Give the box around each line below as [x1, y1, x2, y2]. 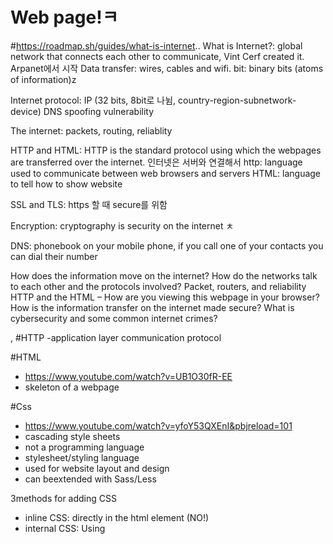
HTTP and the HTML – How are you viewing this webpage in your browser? [10, 291, 320, 303]
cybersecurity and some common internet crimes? [10, 312, 218, 324]
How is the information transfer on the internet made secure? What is [10, 301, 295, 313]
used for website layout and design [24, 462, 170, 474]
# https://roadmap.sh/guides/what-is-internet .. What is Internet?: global [10, 39, 303, 52]
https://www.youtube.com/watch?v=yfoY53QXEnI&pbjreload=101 [24, 419, 293, 432]
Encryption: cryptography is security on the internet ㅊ [10, 219, 235, 232]
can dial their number [10, 250, 98, 262]
